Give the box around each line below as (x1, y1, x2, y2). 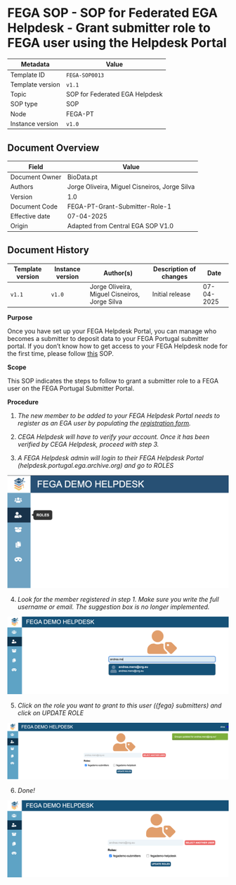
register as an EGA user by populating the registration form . (17, 419, 191, 427)
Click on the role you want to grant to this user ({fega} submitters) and (17, 701, 222, 710)
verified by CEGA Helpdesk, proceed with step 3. (17, 440, 159, 448)
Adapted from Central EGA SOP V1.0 (67, 222, 174, 230)
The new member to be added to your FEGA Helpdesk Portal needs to (17, 411, 220, 420)
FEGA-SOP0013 (66, 72, 104, 79)
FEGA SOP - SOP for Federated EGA (7, 5, 218, 21)
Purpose (7, 313, 33, 321)
